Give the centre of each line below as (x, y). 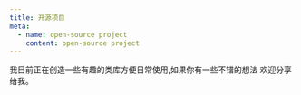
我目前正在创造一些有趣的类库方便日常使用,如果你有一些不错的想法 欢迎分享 (150, 70)
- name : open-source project (73, 34)
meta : (19, 26)
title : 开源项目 (37, 18)
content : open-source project (83, 43)
